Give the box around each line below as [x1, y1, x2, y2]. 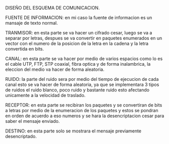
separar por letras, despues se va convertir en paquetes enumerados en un [5, 35, 162, 41]
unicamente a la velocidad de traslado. [5, 92, 86, 98]
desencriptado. [5, 133, 37, 139]
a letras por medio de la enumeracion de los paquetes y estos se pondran [5, 108, 158, 113]
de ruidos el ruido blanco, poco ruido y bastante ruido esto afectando [5, 87, 150, 93]
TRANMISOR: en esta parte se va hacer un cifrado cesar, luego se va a [5, 30, 152, 35]
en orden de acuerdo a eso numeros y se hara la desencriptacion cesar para [5, 113, 164, 119]
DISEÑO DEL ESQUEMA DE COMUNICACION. [5, 5, 100, 11]
